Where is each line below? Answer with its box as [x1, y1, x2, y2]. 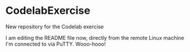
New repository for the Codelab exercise [5, 23, 104, 30]
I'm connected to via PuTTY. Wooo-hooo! [5, 40, 106, 47]
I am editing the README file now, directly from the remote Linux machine [5, 34, 185, 41]
